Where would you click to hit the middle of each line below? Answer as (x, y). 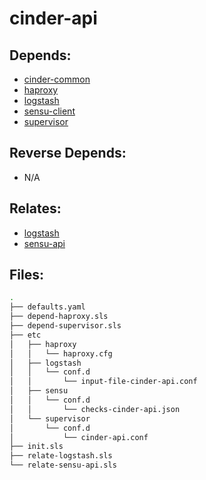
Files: (26, 275)
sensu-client (49, 111)
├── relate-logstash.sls (61, 456)
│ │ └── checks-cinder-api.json (95, 409)
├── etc (25, 335)
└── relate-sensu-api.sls (63, 465)
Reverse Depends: (68, 153)
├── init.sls (36, 447)
